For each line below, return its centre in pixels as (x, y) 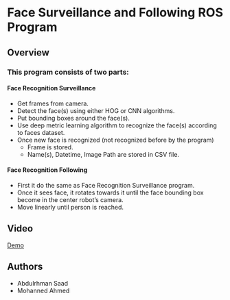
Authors (25, 267)
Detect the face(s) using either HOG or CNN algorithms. (96, 110)
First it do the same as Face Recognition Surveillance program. (106, 185)
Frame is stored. (50, 147)
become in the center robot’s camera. (70, 199)
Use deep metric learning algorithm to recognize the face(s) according (117, 125)
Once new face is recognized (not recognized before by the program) (115, 140)
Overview (28, 52)
